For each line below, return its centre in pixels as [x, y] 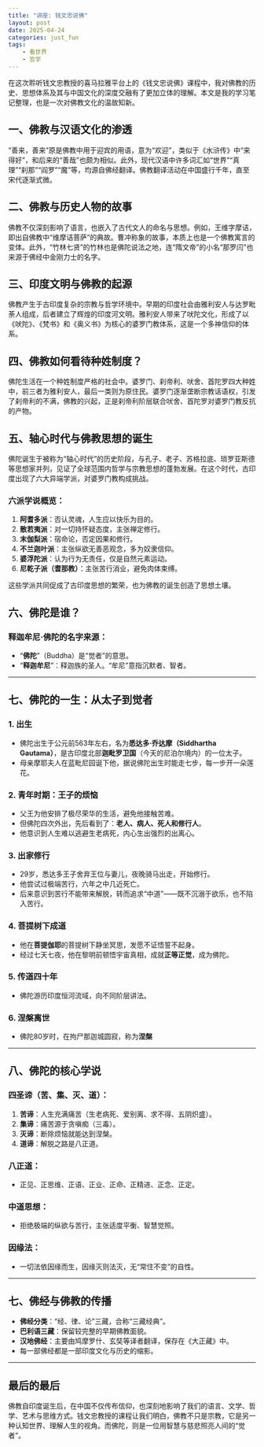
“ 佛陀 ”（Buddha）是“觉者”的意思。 [76, 655]
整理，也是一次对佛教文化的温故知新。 [77, 102]
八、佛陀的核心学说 [55, 1071]
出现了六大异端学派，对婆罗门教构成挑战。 [84, 478]
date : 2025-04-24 [37, 30]
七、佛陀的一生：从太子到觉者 [81, 700]
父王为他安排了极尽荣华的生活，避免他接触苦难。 [99, 813]
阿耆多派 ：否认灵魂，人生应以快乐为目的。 [88, 520]
